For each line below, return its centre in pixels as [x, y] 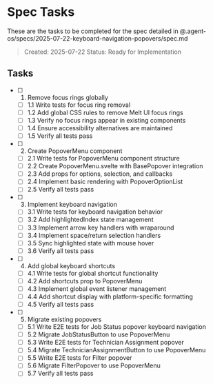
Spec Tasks [41, 12]
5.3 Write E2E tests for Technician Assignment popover [105, 343]
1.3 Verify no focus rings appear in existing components [106, 120]
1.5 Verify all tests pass [60, 136]
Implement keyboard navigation [72, 205]
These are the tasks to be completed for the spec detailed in [93, 31]
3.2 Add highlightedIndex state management [90, 220]
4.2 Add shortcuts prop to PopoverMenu [85, 281]
